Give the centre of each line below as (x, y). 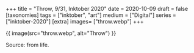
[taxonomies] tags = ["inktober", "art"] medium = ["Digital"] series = (91, 15)
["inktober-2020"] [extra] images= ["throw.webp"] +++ (75, 21)
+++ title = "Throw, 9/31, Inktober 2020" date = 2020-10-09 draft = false (97, 9)
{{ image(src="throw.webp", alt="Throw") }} (61, 33)
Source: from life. (27, 45)
